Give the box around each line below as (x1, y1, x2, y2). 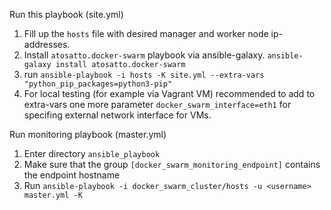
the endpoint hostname (23, 169, 121, 181)
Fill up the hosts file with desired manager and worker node (23, 28, 269, 39)
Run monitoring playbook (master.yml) (9, 129, 167, 140)
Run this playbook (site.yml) (9, 9, 124, 20)
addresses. (23, 39, 71, 50)
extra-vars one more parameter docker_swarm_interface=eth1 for (23, 99, 292, 110)
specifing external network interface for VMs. (23, 109, 212, 121)
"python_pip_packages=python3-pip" (23, 79, 173, 89)
